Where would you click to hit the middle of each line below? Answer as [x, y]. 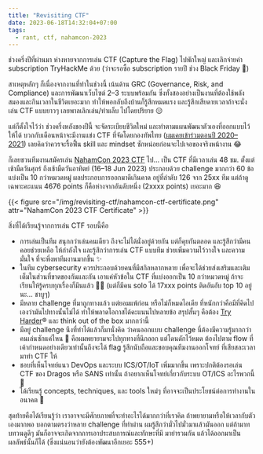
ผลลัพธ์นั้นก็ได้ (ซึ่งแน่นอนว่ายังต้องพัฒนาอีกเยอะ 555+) [81, 442]
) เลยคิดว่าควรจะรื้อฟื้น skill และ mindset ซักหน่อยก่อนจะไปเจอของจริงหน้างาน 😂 [132, 144]
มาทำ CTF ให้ [38, 356]
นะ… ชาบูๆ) [35, 295]
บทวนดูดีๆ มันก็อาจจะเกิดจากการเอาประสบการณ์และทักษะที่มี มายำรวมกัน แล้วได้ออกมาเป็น [124, 434]
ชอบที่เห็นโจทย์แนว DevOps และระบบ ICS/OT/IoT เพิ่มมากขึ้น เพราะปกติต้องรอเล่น [131, 365]
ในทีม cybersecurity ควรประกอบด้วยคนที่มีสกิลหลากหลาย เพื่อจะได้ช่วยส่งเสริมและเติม [135, 268]
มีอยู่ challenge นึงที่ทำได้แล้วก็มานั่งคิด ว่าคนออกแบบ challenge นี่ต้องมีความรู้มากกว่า [135, 330]
